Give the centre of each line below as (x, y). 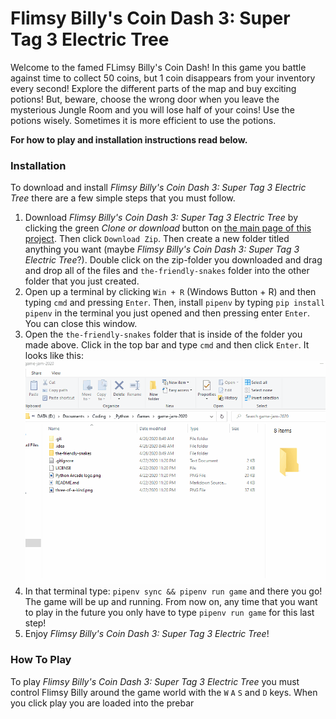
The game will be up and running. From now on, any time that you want (171, 602)
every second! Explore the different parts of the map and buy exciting (153, 88)
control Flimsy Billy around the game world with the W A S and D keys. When (164, 692)
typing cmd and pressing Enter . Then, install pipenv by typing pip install (175, 303)
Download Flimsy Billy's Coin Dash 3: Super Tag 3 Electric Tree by (161, 218)
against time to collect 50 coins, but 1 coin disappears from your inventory (163, 78)
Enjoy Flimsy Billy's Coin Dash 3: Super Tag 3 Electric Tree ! (147, 634)
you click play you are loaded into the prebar (102, 703)
